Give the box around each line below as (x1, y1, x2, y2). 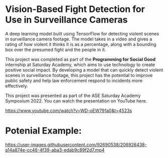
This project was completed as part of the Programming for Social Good (5, 56, 156, 62)
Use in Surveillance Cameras (5, 14, 128, 25)
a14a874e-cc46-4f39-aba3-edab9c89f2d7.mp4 (5, 146, 105, 153)
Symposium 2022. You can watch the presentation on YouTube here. (5, 97, 147, 103)
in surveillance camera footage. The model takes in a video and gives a (5, 36, 152, 42)
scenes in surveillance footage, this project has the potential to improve (5, 72, 153, 78)
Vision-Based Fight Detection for (5, 3, 145, 15)
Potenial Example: (5, 125, 82, 136)
